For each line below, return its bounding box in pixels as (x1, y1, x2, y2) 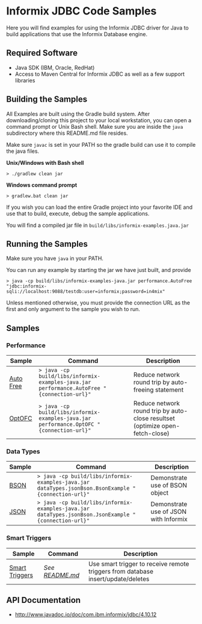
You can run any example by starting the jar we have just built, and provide (6, 267, 191, 274)
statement (155, 386, 184, 394)
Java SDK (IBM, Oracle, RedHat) (14, 64, 95, 71)
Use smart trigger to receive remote (88, 560, 189, 568)
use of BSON (150, 481, 188, 490)
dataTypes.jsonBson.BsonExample (37, 485, 130, 492)
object (150, 489, 169, 497)
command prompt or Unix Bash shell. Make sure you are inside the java (6, 123, 183, 130)
